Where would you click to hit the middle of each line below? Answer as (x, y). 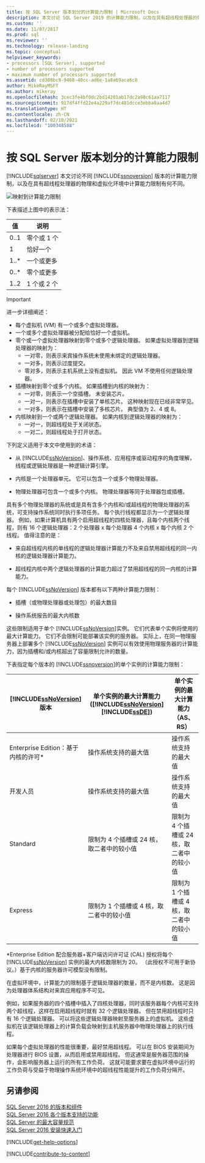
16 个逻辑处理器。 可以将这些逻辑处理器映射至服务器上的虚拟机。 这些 (101, 1019)
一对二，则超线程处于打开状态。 (64, 432)
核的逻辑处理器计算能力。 (47, 556)
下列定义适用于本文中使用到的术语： (52, 445)
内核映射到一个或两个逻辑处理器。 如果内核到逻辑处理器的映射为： (99, 417)
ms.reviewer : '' (27, 40)
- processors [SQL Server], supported (56, 63)
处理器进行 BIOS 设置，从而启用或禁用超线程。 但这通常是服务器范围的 (95, 1055)
